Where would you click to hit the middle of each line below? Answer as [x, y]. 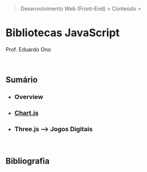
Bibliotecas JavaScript [63, 33]
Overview [29, 97]
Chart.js [26, 113]
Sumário [22, 80]
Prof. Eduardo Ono [28, 49]
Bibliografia [28, 161]
